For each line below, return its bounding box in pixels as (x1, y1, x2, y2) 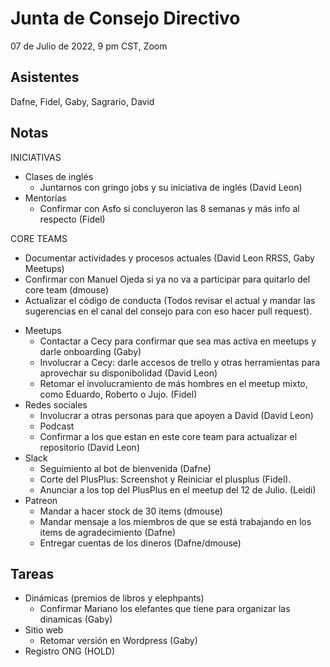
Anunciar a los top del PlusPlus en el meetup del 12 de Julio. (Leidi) (39, 483, 317, 496)
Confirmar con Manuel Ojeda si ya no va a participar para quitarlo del (24, 273, 311, 285)
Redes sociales (24, 398, 88, 411)
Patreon (24, 494, 58, 506)
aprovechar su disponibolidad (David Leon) (39, 367, 218, 379)
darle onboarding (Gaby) (39, 345, 142, 357)
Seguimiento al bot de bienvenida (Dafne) (39, 462, 212, 474)
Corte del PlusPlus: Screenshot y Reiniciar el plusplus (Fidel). (39, 473, 292, 485)
